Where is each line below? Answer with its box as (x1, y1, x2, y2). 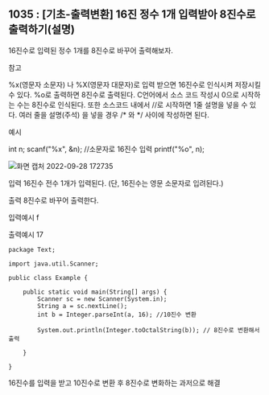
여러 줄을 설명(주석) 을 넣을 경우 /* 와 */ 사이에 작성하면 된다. (19, 109, 209, 119)
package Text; (8, 245, 56, 253)
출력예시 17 (8, 229, 44, 239)
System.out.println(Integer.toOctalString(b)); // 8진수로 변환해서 (37, 326, 260, 334)
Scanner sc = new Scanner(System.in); (37, 294, 168, 303)
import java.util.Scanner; (8, 260, 99, 268)
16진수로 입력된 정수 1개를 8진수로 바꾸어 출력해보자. (8, 45, 173, 55)
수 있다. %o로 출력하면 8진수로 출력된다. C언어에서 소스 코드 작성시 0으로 (8, 89, 239, 99)
